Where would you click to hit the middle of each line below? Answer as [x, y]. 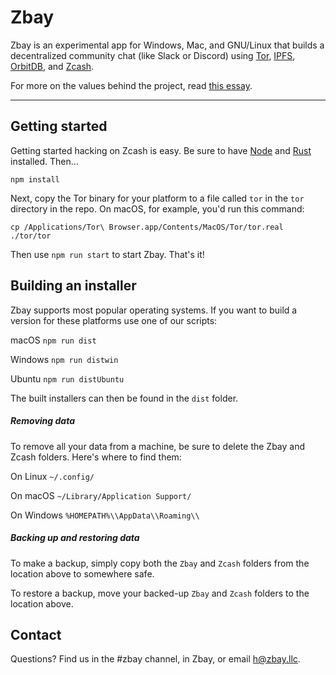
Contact [36, 634]
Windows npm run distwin [64, 359]
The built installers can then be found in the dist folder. [124, 398]
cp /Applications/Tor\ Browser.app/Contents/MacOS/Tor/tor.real [147, 227]
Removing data [42, 421]
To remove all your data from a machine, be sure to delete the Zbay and [158, 446]
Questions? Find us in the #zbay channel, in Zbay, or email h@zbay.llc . [155, 659]
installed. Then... [44, 161]
